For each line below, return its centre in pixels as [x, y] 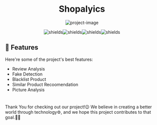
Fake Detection [27, 74]
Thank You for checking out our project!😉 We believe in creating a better [78, 107]
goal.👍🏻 [13, 117]
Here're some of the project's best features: [49, 59]
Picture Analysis [28, 90]
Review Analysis [29, 69]
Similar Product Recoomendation [45, 84]
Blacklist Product [29, 79]
